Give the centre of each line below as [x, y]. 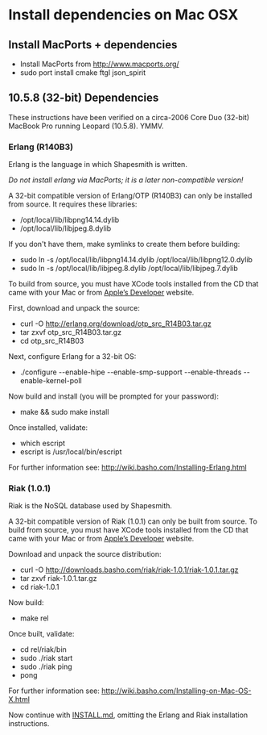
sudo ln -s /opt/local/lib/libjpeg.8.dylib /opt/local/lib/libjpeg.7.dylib [129, 269]
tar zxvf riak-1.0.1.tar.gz [58, 578]
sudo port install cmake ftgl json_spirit [83, 73]
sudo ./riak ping [46, 666]
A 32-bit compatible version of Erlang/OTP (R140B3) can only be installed [130, 196]
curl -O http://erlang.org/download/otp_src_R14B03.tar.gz [115, 324]
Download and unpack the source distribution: [85, 554]
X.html [19, 700]
